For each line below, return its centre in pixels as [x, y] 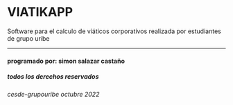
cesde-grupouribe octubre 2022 [53, 94]
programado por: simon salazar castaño [66, 61]
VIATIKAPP [40, 12]
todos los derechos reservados [53, 77]
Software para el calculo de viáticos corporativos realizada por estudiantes [114, 31]
